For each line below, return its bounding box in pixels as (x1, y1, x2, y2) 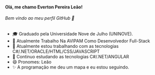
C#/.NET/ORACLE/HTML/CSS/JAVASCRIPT (12, 48, 100, 54)
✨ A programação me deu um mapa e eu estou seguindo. (12, 64, 129, 70)
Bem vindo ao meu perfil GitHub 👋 (5, 15, 75, 21)
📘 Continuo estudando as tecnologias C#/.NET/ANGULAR (12, 53, 129, 59)
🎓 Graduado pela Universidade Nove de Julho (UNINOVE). (12, 31, 133, 37)
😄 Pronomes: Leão (12, 59, 52, 65)
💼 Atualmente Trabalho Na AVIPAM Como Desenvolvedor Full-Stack (12, 37, 151, 44)
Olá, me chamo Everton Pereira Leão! (5, 4, 83, 10)
